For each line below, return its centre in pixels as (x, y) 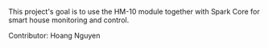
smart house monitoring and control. (69, 20)
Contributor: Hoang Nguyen (54, 36)
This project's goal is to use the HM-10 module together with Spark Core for (134, 12)
